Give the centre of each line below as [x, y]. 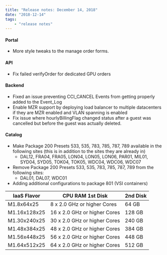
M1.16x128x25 [27, 213]
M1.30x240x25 [27, 221]
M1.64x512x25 [27, 245]
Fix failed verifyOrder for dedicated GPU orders [62, 74]
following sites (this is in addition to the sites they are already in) [79, 151]
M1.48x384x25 [27, 229]
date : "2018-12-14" [26, 15]
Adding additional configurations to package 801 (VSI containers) [80, 184]
